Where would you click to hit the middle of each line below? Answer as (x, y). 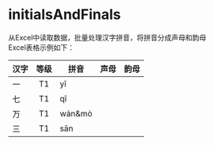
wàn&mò (76, 113)
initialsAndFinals (65, 15)
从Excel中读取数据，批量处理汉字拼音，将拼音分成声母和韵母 (107, 37)
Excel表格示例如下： (42, 47)
